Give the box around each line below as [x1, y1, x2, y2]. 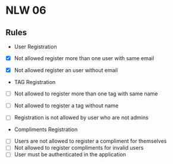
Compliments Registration [14, 126, 78, 133]
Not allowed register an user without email [14, 67, 118, 74]
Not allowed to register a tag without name [14, 102, 119, 109]
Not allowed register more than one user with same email [14, 55, 155, 61]
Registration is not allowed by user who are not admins [14, 114, 149, 121]
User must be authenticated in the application [14, 151, 126, 158]
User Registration [14, 43, 57, 50]
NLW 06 [5, 4, 46, 17]
